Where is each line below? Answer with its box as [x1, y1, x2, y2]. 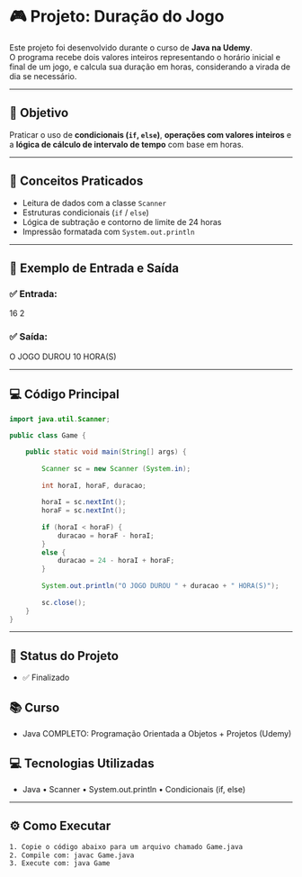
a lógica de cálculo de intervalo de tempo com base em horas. [9, 139, 244, 149]
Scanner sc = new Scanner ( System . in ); [41, 464, 191, 473]
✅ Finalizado [22, 672, 70, 683]
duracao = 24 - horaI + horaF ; [57, 556, 175, 565]
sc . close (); [41, 598, 87, 607]
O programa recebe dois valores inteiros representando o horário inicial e [9, 51, 281, 62]
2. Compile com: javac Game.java [9, 851, 135, 860]
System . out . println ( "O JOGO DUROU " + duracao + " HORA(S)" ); [41, 582, 280, 591]
